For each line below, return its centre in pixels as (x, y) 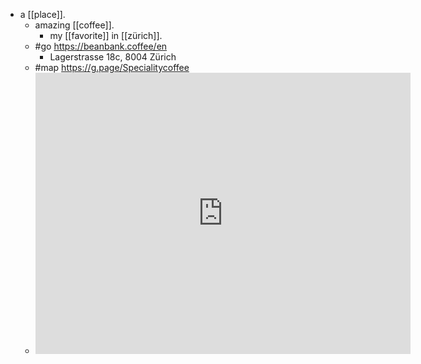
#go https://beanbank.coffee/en (101, 46)
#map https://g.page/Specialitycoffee (112, 67)
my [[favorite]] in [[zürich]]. (106, 35)
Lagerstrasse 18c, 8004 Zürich (113, 57)
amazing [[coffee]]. (74, 25)
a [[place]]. (42, 14)
